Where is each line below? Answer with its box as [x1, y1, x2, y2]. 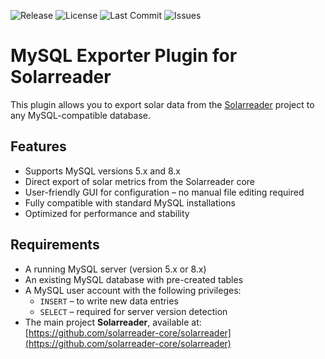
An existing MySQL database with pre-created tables [24, 273, 244, 285]
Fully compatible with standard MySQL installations [24, 196, 236, 209]
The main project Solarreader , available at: [24, 316, 202, 328]
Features [10, 138, 67, 155]
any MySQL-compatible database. [10, 109, 152, 121]
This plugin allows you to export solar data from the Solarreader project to [10, 98, 315, 110]
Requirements [10, 236, 100, 254]
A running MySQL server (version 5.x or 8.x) [24, 263, 207, 275]
